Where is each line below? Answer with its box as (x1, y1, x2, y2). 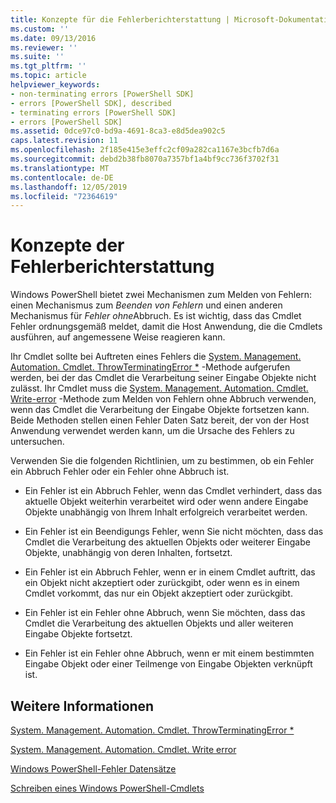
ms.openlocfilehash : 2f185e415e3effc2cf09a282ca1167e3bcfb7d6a (10, 145, 280, 155)
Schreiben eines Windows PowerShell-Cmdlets (10, 782, 205, 794)
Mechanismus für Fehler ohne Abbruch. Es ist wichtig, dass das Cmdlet (10, 310, 302, 322)
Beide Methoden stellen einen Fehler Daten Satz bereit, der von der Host (10, 414, 310, 426)
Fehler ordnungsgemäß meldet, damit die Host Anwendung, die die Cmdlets (10, 321, 323, 333)
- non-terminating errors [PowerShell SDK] (10, 89, 195, 99)
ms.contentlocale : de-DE (10, 172, 114, 183)
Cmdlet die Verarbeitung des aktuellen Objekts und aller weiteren (24, 617, 294, 630)
